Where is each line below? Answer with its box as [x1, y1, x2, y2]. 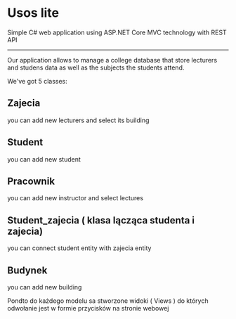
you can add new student [7, 155, 81, 163]
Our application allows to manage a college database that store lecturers [7, 56, 218, 64]
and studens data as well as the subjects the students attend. [7, 63, 185, 72]
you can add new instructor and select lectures [7, 194, 144, 202]
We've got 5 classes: [7, 77, 68, 85]
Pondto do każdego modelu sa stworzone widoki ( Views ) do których [7, 297, 209, 305]
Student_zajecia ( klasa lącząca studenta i [7, 214, 195, 226]
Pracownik [7, 175, 55, 187]
